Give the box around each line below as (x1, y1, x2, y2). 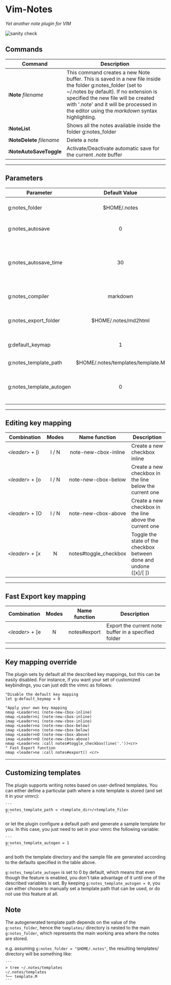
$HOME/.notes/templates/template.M (75, 359, 165, 366)
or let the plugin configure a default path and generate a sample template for (5, 820, 166, 827)
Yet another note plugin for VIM (5, 20, 71, 27)
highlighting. (66, 113, 97, 120)
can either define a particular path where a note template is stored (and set (5, 787, 163, 794)
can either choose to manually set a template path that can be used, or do (5, 885, 160, 891)
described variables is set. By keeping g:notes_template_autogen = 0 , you (5, 880, 160, 886)
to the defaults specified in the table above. (5, 859, 97, 865)
